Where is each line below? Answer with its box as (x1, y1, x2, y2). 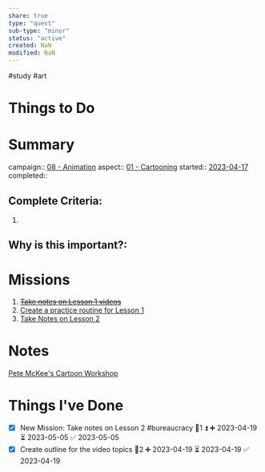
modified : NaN (8, 49, 56, 57)
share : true (8, 11, 48, 20)
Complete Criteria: (8, 194, 102, 208)
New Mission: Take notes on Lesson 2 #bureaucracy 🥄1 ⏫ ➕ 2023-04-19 (19, 423, 258, 433)
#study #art (8, 71, 47, 80)
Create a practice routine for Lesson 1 (19, 305, 144, 315)
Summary (8, 135, 74, 154)
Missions (8, 270, 70, 288)
